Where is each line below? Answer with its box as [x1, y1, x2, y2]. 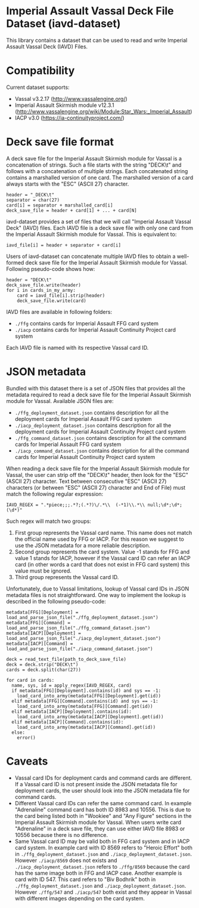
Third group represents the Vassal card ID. [14, 573, 119, 580]
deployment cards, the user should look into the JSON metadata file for [14, 787, 190, 794]
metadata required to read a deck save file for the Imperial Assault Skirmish [6, 391, 192, 398]
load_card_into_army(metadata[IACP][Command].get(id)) [17, 724, 156, 730]
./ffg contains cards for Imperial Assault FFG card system [14, 319, 159, 327]
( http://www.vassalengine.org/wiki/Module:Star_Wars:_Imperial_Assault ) [14, 107, 192, 115]
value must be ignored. [14, 567, 71, 574]
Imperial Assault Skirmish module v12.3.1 [14, 101, 114, 109]
